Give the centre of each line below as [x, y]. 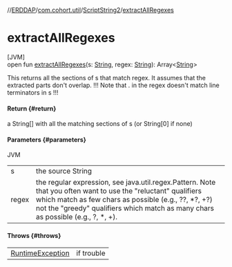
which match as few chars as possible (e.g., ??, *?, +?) [124, 200]
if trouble [91, 253]
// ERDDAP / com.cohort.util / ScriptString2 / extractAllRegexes [90, 10]
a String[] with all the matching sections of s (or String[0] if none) [100, 124]
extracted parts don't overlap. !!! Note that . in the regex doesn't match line [113, 85]
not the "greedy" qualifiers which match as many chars [125, 208]
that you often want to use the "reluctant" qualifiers [119, 191]
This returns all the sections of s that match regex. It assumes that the [106, 77]
